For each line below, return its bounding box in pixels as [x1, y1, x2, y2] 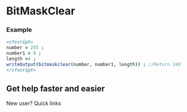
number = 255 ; [6, 45, 44, 51]
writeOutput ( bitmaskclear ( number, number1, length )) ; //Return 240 [6, 61, 181, 67]
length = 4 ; [6, 56, 36, 62]
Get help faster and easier [6, 84, 105, 94]
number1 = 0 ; [6, 50, 42, 56]
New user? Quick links [6, 99, 62, 107]
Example [6, 26, 32, 34]
